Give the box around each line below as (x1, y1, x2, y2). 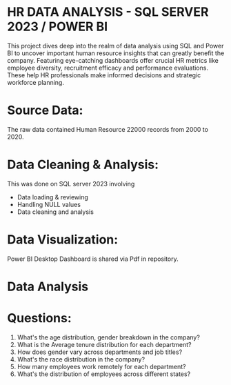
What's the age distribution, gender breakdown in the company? (17, 333, 200, 342)
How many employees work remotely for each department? (17, 362, 186, 371)
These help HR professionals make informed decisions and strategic (7, 70, 201, 79)
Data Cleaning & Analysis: (7, 157, 159, 172)
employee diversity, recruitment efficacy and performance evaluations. (7, 63, 209, 72)
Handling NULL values (17, 200, 81, 208)
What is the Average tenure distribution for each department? (17, 340, 192, 348)
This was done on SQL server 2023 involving (7, 179, 135, 188)
